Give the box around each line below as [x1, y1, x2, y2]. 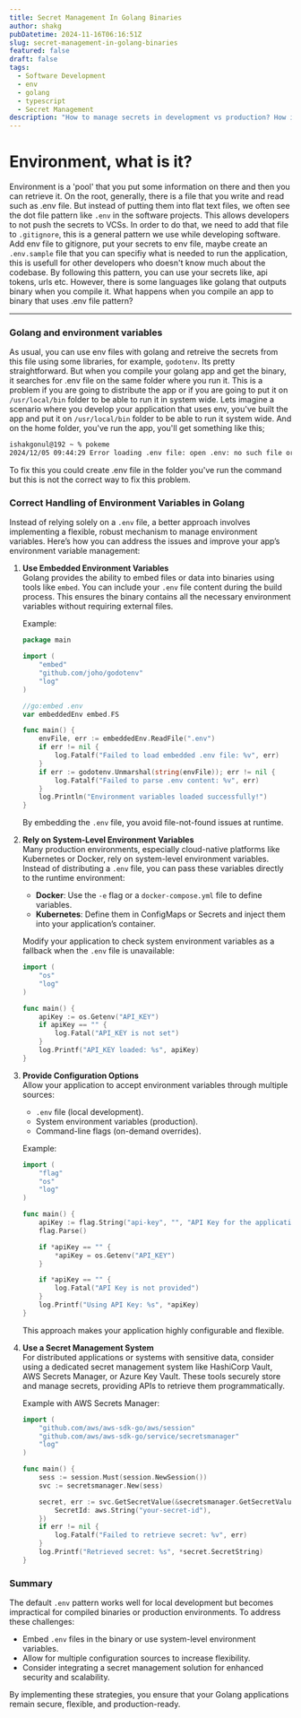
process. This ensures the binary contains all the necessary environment [21, 591, 291, 602]
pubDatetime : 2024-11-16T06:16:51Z [9, 30, 142, 39]
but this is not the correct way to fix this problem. [9, 474, 191, 485]
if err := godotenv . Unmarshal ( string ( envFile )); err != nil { [39, 767, 276, 776]
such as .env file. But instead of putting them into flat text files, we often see [9, 201, 290, 212]
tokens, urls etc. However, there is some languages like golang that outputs [9, 277, 287, 288]
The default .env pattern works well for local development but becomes [9, 1597, 274, 1609]
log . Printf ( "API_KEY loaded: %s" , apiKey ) [39, 1046, 200, 1055]
